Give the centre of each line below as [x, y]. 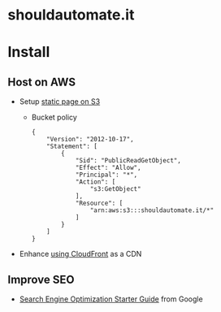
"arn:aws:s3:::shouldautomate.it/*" [152, 210]
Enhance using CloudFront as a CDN [80, 254]
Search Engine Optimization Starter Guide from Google [111, 299]
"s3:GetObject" [115, 189]
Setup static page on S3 [60, 102]
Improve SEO [41, 279]
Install [29, 52]
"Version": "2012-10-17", [91, 140]
